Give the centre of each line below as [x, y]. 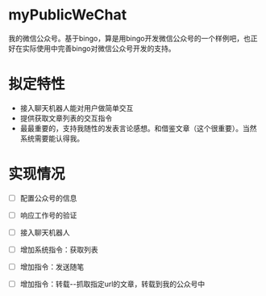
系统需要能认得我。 [52, 138]
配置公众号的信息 [48, 198]
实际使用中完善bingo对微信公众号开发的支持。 [99, 48]
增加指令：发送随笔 [52, 267]
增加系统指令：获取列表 [59, 249]
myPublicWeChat [68, 15]
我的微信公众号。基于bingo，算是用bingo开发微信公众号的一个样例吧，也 [130, 38]
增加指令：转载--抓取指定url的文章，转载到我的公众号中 [112, 284]
